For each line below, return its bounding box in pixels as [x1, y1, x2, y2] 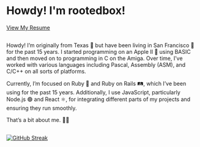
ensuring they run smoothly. [6, 105, 78, 112]
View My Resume [6, 24, 50, 31]
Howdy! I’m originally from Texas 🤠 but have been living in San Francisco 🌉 [6, 42, 194, 49]
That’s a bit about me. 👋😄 [6, 116, 70, 124]
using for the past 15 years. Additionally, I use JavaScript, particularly [6, 89, 180, 96]
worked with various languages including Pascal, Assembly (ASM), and [6, 61, 186, 69]
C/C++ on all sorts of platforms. [6, 68, 87, 75]
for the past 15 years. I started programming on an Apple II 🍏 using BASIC [6, 48, 191, 56]
